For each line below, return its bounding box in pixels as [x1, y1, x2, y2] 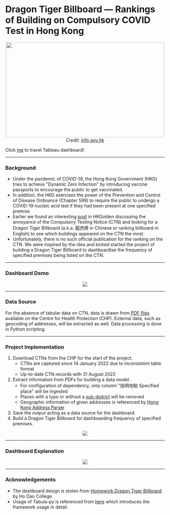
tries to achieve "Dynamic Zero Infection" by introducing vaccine [12, 181, 148, 187]
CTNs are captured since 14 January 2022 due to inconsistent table [20, 360, 161, 366]
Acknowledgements [5, 476, 56, 483]
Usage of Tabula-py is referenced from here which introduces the [12, 498, 150, 504]
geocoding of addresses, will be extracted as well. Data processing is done [5, 321, 162, 327]
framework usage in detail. [12, 504, 68, 510]
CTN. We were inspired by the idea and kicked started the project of [12, 242, 155, 248]
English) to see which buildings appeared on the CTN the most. [12, 231, 145, 237]
